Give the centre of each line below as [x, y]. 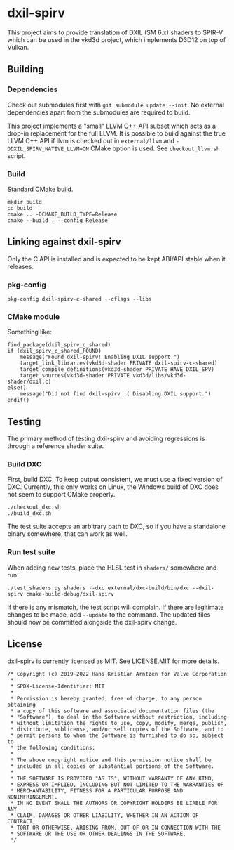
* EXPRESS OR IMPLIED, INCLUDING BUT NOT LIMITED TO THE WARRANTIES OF [117, 785]
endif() [19, 400]
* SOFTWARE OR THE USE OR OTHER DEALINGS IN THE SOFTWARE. [98, 834]
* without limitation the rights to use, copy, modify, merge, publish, [119, 723]
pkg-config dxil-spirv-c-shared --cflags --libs [80, 299]
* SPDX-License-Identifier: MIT [57, 686]
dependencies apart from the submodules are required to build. [99, 112]
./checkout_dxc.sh [34, 507]
